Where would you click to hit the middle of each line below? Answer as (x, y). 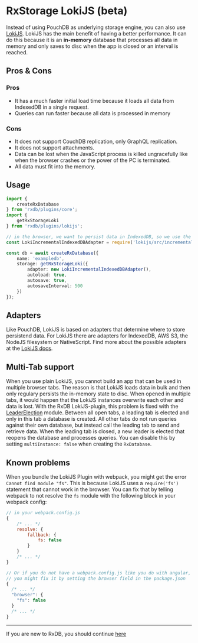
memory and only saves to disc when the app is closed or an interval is (92, 46)
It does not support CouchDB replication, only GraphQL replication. (96, 141)
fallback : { (42, 535)
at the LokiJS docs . (29, 348)
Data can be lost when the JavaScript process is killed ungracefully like (101, 154)
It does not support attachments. (54, 147)
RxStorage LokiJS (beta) (67, 11)
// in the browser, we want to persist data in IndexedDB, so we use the (99, 237)
